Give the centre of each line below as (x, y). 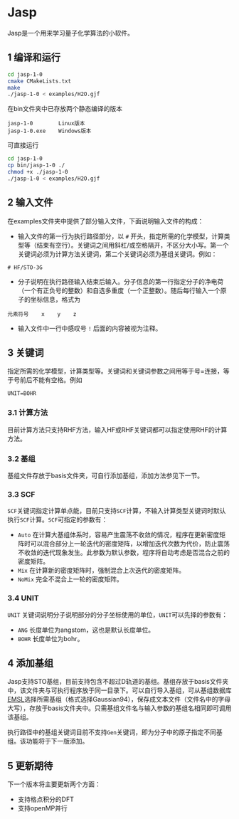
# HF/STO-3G (25, 268)
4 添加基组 (31, 663)
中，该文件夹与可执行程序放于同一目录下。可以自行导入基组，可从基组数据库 (119, 690)
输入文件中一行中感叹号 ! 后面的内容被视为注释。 (90, 328)
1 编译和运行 (34, 58)
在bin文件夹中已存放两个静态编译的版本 (65, 109)
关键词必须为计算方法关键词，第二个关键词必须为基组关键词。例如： (117, 254)
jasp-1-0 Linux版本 (46, 124)
